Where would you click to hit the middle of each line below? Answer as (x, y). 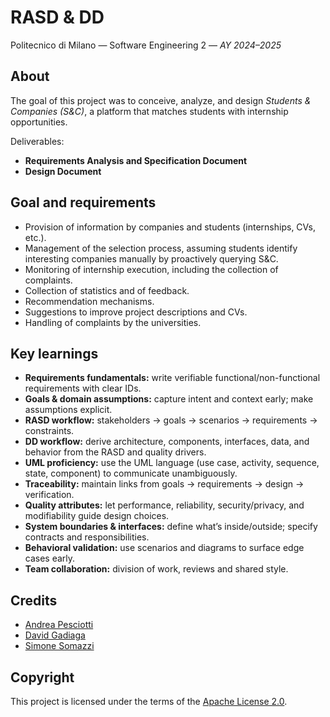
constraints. (49, 431)
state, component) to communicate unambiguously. (131, 473)
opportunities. (39, 122)
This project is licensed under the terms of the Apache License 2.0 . (149, 701)
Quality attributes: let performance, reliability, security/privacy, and (164, 505)
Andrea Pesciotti (59, 625)
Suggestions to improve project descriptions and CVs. (136, 312)
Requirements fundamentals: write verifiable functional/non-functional (172, 378)
